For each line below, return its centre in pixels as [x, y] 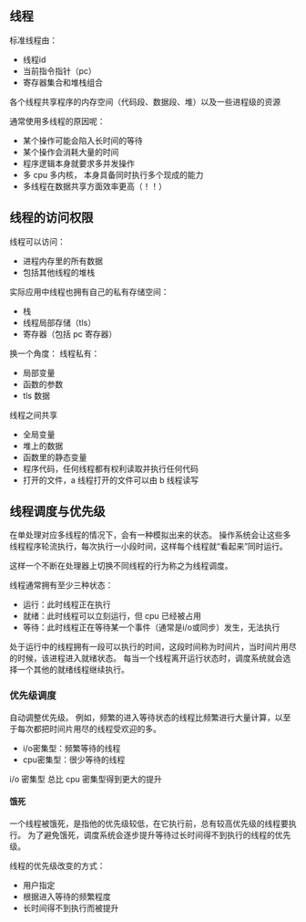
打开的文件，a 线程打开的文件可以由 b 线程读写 [111, 480]
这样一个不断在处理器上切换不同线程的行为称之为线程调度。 [121, 566]
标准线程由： [33, 40]
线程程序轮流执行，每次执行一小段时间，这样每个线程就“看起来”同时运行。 [149, 547]
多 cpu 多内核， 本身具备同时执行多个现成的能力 [113, 174]
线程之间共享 [33, 414]
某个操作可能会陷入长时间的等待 [82, 141]
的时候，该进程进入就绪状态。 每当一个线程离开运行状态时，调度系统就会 [146, 658]
